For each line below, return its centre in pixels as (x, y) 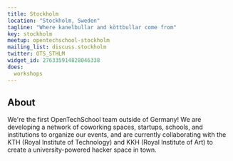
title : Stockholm (33, 14)
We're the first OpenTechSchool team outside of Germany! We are (104, 120)
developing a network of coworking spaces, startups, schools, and (105, 127)
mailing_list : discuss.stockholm (57, 47)
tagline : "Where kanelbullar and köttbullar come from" (92, 27)
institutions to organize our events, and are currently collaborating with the (117, 135)
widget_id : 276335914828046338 (54, 61)
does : (15, 67)
